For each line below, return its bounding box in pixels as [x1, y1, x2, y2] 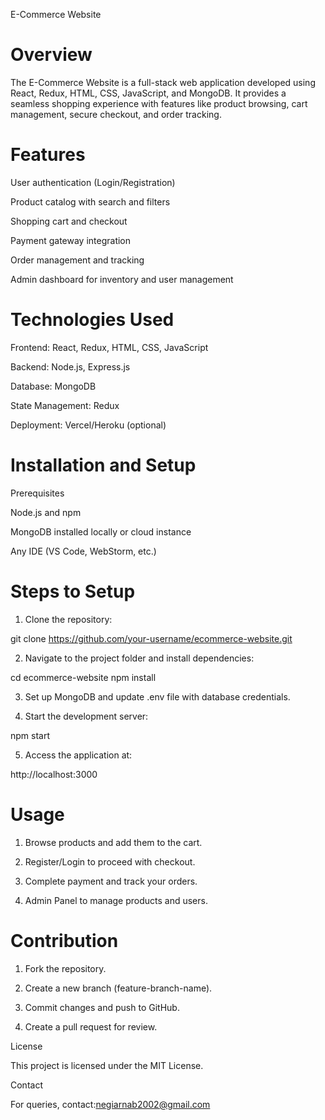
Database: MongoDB [10, 380, 97, 392]
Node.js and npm [10, 506, 82, 518]
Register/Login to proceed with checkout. [24, 855, 196, 868]
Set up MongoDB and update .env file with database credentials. [24, 690, 291, 703]
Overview [10, 44, 93, 66]
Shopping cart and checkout [10, 215, 128, 227]
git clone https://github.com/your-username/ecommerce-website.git [10, 632, 293, 644]
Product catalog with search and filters [10, 195, 171, 208]
